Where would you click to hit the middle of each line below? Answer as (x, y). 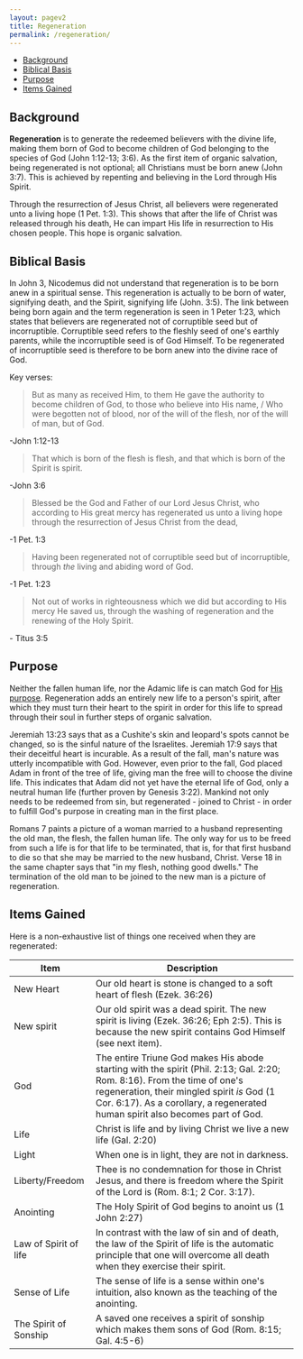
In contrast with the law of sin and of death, (188, 1232)
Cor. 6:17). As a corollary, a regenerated (182, 1103)
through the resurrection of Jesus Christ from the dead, (135, 522)
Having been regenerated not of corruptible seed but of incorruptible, (161, 557)
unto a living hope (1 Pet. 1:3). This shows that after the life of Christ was (143, 214)
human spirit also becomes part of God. (179, 1114)
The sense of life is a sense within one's (180, 1281)
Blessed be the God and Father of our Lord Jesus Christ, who (145, 503)
